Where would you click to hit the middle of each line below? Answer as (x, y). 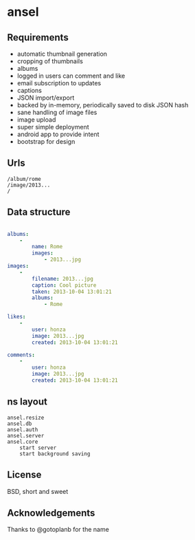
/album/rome (24, 179)
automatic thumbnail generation (62, 54)
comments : (21, 355)
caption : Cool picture (64, 285)
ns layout (27, 402)
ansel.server (26, 435)
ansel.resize (26, 418)
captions (30, 90)
